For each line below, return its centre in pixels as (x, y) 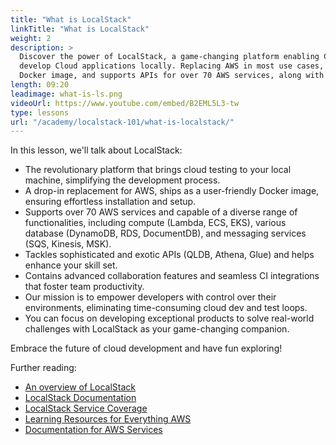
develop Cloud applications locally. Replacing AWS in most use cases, (172, 66)
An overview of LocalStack (80, 387)
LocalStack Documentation (80, 398)
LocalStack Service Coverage (86, 408)
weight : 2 (31, 38)
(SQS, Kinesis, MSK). (68, 244)
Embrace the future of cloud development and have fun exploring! (146, 348)
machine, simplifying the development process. (122, 180)
